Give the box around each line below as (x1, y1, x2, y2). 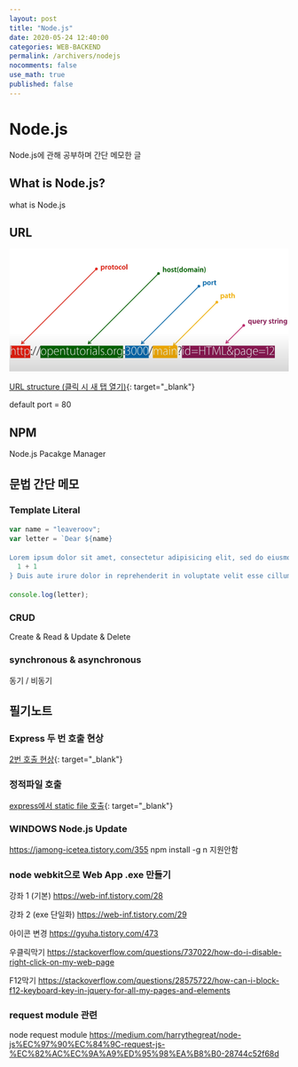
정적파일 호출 (9, 779, 62, 791)
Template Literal (9, 504, 81, 516)
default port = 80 (9, 399, 72, 410)
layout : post (9, 14, 58, 23)
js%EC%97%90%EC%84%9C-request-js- (9, 1039, 166, 1050)
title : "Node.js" (9, 23, 74, 33)
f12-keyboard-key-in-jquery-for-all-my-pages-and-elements (9, 985, 231, 996)
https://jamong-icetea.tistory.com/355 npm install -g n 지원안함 (9, 843, 239, 855)
